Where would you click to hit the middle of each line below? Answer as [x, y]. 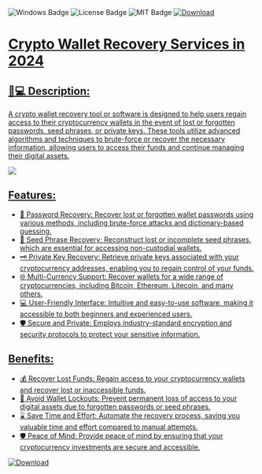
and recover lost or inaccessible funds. [83, 390]
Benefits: [31, 359]
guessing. [35, 231]
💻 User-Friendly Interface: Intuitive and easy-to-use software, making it [136, 302]
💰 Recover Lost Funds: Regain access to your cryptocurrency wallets [132, 379]
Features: [32, 195]
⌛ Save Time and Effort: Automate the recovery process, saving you [129, 415]
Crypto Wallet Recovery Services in [127, 45]
